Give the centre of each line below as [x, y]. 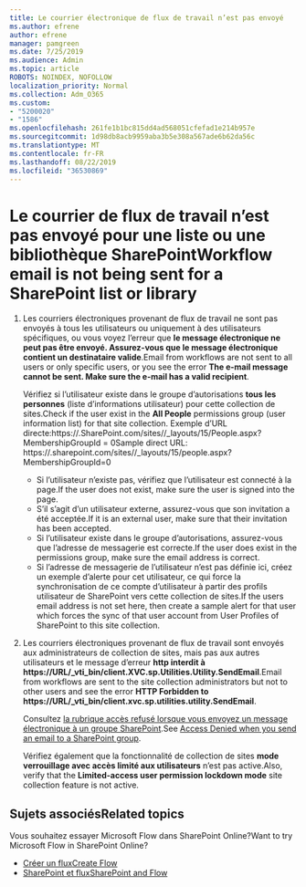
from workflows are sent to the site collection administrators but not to [155, 682]
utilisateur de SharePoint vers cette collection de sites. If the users [160, 596]
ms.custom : [30, 103]
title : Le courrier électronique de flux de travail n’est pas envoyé [147, 18]
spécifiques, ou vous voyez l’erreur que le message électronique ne [152, 338]
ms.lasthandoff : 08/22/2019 [63, 162]
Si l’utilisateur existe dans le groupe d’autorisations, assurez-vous [159, 538]
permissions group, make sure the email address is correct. [148, 558]
